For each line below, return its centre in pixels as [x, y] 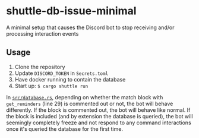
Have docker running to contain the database [70, 79]
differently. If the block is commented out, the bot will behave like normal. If [98, 110]
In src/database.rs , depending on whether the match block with [85, 97]
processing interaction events [42, 33]
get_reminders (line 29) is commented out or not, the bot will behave [90, 103]
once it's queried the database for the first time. [65, 128]
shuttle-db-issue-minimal [71, 11]
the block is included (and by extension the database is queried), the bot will [99, 116]
